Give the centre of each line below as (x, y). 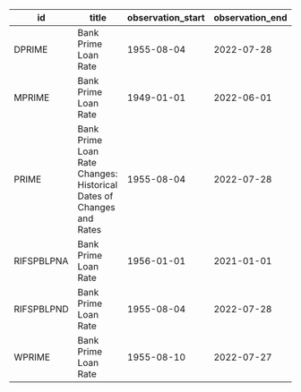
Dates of (95, 196)
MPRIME (32, 98)
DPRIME (31, 50)
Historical (98, 185)
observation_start (166, 17)
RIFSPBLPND (41, 309)
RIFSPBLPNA (41, 261)
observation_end (250, 17)
